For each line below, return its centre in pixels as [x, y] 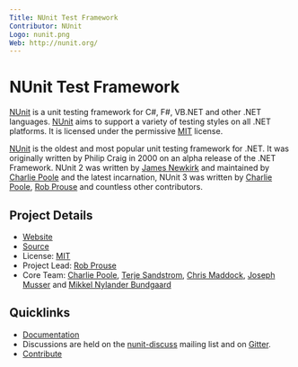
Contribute [42, 354]
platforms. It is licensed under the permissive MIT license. [116, 131]
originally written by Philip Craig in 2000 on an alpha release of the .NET [143, 158]
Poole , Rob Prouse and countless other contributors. [106, 187]
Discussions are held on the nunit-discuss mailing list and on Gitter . [146, 344]
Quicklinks [40, 313]
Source [35, 246]
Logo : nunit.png [39, 34]
